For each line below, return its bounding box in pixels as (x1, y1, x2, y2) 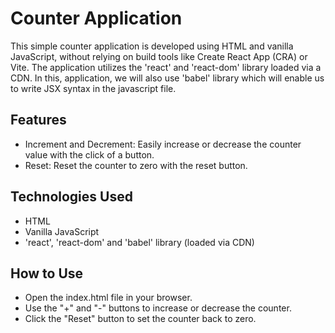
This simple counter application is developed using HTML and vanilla (10, 40, 294, 52)
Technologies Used (10, 188, 133, 206)
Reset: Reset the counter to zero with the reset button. (24, 159, 248, 171)
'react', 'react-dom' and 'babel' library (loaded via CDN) (24, 236, 255, 248)
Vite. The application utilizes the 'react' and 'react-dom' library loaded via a (10, 61, 322, 73)
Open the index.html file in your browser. (24, 292, 193, 304)
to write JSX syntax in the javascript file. (10, 82, 177, 94)
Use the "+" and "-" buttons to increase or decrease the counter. (24, 302, 292, 314)
